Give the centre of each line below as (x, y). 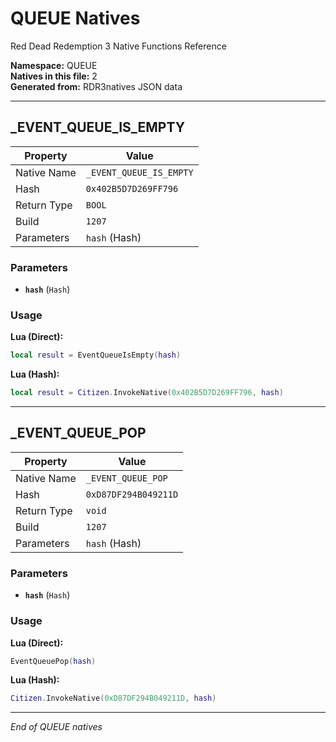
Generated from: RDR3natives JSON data (96, 86)
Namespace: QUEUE (54, 65)
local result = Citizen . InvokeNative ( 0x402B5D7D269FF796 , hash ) (147, 393)
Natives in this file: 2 (54, 76)
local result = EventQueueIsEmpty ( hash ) (96, 355)
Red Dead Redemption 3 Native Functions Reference (118, 46)
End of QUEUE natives (56, 727)
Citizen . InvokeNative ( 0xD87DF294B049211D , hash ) (113, 698)
